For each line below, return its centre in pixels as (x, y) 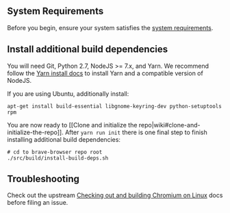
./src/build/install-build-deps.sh (58, 158)
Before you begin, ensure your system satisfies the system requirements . (110, 27)
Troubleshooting (43, 179)
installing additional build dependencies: (64, 139)
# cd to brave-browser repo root (55, 152)
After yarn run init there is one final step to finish (136, 132)
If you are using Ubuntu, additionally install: (68, 93)
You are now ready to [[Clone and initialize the (72, 125)
